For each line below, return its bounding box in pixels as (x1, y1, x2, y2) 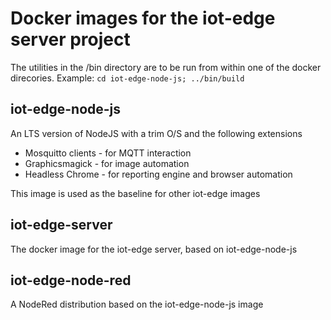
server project (10, 28, 131, 51)
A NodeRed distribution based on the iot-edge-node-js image (10, 298, 264, 311)
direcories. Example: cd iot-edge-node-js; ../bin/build (10, 72, 245, 84)
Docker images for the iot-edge (10, 7, 276, 30)
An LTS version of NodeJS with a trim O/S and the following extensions (10, 127, 303, 139)
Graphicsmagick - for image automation (24, 157, 190, 169)
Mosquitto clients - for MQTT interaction (24, 147, 192, 159)
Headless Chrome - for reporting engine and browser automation (24, 168, 293, 180)
